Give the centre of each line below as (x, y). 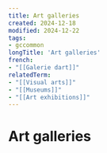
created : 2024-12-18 (42, 23)
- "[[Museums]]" (35, 90)
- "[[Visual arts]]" (42, 82)
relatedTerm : (30, 75)
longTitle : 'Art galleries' (55, 53)
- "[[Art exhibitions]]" (49, 97)
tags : (17, 38)
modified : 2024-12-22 (44, 30)
